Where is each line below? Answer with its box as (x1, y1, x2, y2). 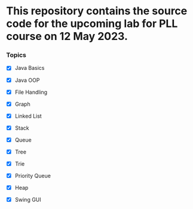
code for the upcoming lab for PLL (6, 17, 178, 30)
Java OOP (14, 76, 40, 84)
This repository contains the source (6, 4, 188, 18)
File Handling (14, 88, 48, 96)
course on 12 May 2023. (6, 30, 128, 43)
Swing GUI (14, 196, 42, 204)
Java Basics (14, 64, 45, 72)
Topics (6, 51, 27, 59)
